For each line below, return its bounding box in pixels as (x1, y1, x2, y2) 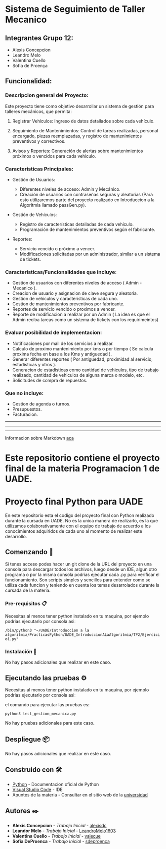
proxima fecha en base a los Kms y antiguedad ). (12, 351, 112, 357)
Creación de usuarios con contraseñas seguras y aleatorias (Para (19, 191, 153, 197)
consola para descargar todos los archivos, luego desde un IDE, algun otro (5, 566, 157, 572)
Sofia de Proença (12, 63, 48, 68)
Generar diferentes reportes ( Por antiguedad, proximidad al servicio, (12, 356, 153, 362)
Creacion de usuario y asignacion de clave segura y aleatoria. (12, 290, 138, 296)
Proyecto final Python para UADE (5, 496, 143, 508)
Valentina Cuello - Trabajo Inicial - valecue (12, 833, 101, 839)
